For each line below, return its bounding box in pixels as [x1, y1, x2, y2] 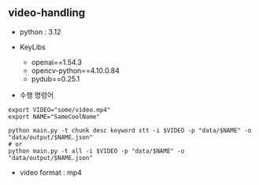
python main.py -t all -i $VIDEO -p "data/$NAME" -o [8, 147, 185, 155]
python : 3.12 [19, 27, 61, 36]
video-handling [8, 6, 86, 20]
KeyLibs [19, 42, 46, 52]
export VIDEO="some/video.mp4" [8, 106, 111, 114]
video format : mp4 [19, 168, 83, 177]
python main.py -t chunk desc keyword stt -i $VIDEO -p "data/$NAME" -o [8, 126, 252, 134]
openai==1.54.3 [31, 57, 83, 67]
